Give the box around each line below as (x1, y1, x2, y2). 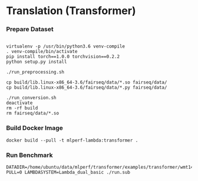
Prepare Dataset (6, 25, 54, 33)
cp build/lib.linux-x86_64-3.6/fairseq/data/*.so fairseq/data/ (6, 79, 167, 86)
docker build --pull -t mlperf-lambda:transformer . (6, 137, 138, 143)
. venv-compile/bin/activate (6, 49, 78, 55)
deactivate (6, 100, 33, 106)
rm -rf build (6, 105, 38, 111)
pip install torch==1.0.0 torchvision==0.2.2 (6, 54, 120, 60)
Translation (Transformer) (6, 4, 136, 18)
